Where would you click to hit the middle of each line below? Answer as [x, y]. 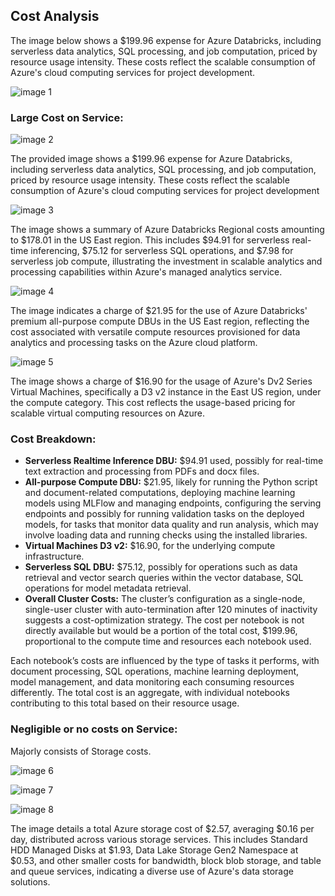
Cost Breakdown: [53, 439]
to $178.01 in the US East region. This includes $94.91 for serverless [150, 240]
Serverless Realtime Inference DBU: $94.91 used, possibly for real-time [174, 461]
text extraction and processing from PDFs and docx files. [142, 471]
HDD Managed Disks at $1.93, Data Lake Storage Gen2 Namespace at [154, 850]
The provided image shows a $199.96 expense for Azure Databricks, [151, 159]
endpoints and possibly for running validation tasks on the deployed [164, 514]
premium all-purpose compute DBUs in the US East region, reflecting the [160, 321]
